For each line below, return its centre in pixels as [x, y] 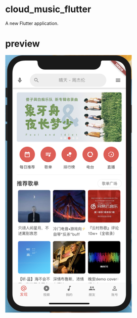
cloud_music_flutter [48, 9]
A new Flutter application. [32, 23]
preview [23, 44]
